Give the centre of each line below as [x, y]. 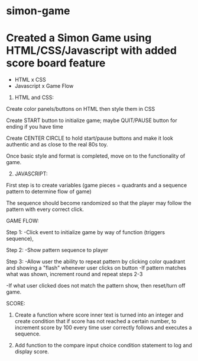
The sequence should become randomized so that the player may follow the [99, 203]
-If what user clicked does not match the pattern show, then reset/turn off [96, 286]
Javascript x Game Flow [44, 86]
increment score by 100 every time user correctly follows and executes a [103, 328]
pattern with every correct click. [45, 209]
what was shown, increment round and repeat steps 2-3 [74, 274]
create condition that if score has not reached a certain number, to [95, 321]
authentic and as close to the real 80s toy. [57, 145]
